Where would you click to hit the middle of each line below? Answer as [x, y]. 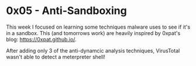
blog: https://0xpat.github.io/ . [42, 39]
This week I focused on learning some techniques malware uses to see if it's [98, 27]
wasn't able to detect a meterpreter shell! [56, 57]
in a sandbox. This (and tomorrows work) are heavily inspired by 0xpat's [93, 33]
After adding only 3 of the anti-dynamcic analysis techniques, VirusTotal [93, 50]
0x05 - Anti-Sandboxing [66, 11]
